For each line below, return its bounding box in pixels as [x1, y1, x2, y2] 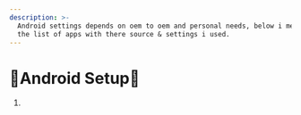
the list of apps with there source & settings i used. [17, 29, 230, 38]
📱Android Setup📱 [9, 68, 141, 88]
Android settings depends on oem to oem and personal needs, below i [17, 21, 282, 30]
